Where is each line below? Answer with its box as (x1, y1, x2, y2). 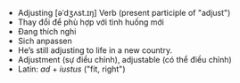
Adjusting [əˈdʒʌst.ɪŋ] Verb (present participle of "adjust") (17, 8, 231, 18)
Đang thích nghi (17, 26, 77, 36)
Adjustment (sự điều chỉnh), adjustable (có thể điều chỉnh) (17, 55, 232, 64)
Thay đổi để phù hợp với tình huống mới (17, 17, 165, 27)
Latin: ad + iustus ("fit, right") (17, 64, 126, 74)
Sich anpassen (17, 35, 73, 46)
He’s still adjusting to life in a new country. (17, 45, 172, 56)
